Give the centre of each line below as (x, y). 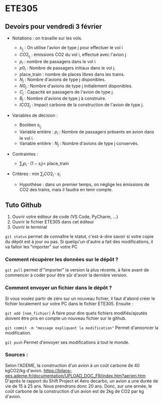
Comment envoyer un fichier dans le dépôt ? (58, 288)
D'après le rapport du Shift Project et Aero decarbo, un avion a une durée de (81, 381)
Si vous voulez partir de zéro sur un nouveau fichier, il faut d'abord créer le (80, 298)
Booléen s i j (30, 126)
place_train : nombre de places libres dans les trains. (72, 74)
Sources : (17, 355)
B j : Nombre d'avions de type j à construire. (63, 99)
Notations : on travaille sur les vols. (47, 38)
